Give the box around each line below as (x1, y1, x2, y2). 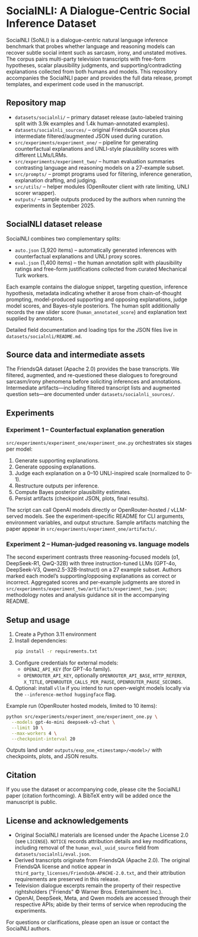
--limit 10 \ (11, 724, 44, 731)
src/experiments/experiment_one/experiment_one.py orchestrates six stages (6, 439, 192, 447)
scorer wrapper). (14, 189, 56, 197)
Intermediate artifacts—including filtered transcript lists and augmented (6, 384, 181, 391)
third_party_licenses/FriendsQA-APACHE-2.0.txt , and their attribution (14, 869, 186, 876)
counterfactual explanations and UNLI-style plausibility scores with (14, 145, 179, 152)
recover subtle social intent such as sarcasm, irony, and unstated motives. (6, 49, 187, 56)
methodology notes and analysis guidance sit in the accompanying (6, 591, 170, 599)
